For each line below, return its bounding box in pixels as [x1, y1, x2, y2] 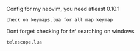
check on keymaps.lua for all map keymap [6, 17, 113, 23]
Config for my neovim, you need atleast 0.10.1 [6, 5, 120, 12]
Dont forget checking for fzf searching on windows [6, 27, 135, 35]
